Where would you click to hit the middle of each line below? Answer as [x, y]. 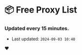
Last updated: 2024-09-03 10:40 [43, 39]
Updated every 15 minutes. [37, 29]
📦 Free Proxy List [41, 10]
